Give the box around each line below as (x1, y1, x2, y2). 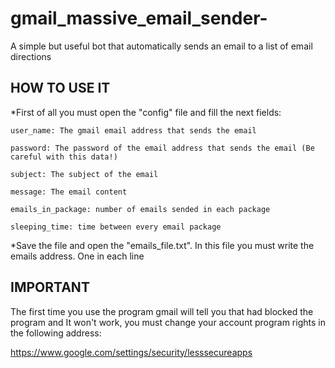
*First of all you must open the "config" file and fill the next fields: (10, 106, 282, 118)
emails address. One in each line (10, 250, 145, 262)
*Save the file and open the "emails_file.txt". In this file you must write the (10, 239, 315, 251)
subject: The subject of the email (10, 169, 159, 179)
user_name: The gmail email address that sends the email (10, 125, 257, 136)
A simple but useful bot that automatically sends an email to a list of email (10, 40, 313, 52)
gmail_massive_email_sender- (10, 7, 268, 30)
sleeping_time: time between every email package (10, 222, 222, 232)
